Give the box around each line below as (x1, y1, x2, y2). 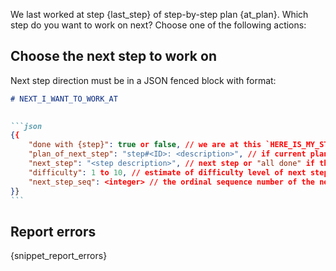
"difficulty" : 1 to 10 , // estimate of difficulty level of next (28, 167, 307, 178)
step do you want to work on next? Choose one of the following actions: (10, 19, 307, 31)
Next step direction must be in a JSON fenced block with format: (10, 74, 277, 86)
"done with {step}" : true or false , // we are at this (28, 140, 262, 150)
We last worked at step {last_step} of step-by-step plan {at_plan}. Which (10, 9, 309, 20)
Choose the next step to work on (10, 48, 217, 65)
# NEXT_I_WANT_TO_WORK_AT (10, 94, 118, 104)
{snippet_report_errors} (10, 250, 108, 262)
